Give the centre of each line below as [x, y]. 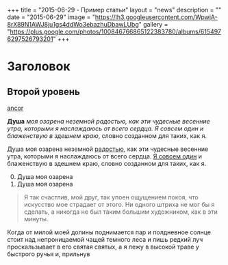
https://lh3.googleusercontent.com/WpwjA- [156, 17]
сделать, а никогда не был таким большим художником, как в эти [121, 212]
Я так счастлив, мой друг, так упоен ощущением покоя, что [111, 197]
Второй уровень [43, 92]
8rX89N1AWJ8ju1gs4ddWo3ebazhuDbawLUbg [73, 24]
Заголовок [39, 67]
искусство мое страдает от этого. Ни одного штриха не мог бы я [119, 205]
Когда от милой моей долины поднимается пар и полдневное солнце [109, 232]
